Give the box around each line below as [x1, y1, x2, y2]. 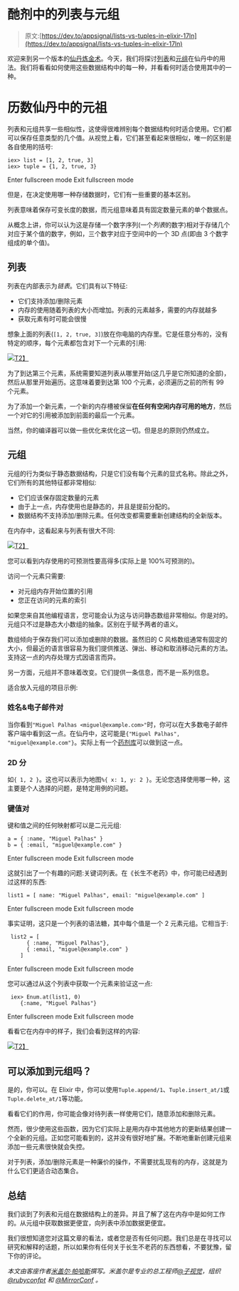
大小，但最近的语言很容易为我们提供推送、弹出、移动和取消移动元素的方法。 [7, 643, 232, 653]
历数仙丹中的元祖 [7, 100, 108, 116]
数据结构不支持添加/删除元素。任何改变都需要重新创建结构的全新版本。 [17, 511, 226, 519]
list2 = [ [10, 934, 40, 941]
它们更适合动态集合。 [19, 1167, 83, 1175]
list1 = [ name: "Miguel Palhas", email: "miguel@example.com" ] [7, 892, 205, 899]
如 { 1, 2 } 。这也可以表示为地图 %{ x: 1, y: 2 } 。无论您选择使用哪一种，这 [7, 775, 230, 784]
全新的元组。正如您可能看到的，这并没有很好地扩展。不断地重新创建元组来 [13, 1133, 232, 1142]
